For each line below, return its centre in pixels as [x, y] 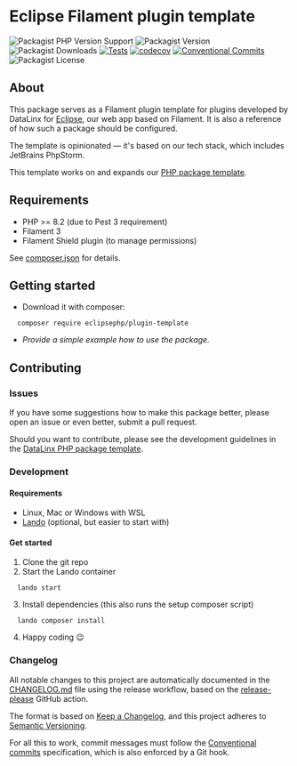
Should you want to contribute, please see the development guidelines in [143, 439]
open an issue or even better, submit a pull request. [103, 422]
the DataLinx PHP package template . [76, 449]
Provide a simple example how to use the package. [116, 340]
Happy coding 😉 [53, 637]
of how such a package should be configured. [93, 128]
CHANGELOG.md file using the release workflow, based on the [124, 689]
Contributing [45, 368]
